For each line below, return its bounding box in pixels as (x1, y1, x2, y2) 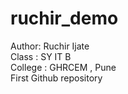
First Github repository (10, 72, 103, 84)
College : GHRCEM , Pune (10, 61, 117, 73)
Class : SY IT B (10, 50, 72, 62)
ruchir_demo (10, 7, 119, 30)
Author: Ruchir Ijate (10, 40, 90, 52)
